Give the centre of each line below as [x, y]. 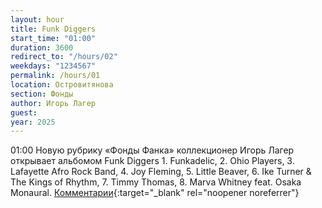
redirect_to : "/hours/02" [64, 57]
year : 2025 [33, 122]
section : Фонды [42, 94]
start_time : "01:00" [53, 38]
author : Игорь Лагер [53, 103]
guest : [24, 112]
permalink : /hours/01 [55, 76]
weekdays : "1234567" [53, 66]
